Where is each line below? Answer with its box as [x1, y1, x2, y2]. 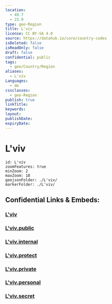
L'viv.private [5, 265, 37, 272]
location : [5, 7, 26, 13]
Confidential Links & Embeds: [5, 195, 100, 204]
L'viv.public [5, 224, 34, 231]
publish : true [5, 97, 35, 102]
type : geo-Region [5, 21, 42, 27]
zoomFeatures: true [5, 164, 46, 169]
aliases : [5, 69, 24, 74]
